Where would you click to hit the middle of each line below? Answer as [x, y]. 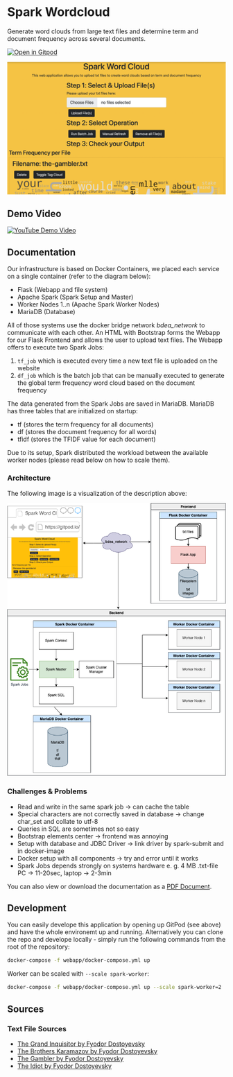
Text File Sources [37, 1028]
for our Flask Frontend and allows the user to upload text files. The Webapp [115, 340]
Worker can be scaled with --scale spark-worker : [78, 974]
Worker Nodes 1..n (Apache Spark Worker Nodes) [88, 304]
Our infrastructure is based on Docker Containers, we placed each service [113, 269]
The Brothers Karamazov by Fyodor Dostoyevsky [87, 1051]
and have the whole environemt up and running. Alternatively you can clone [115, 932]
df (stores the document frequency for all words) [87, 432]
